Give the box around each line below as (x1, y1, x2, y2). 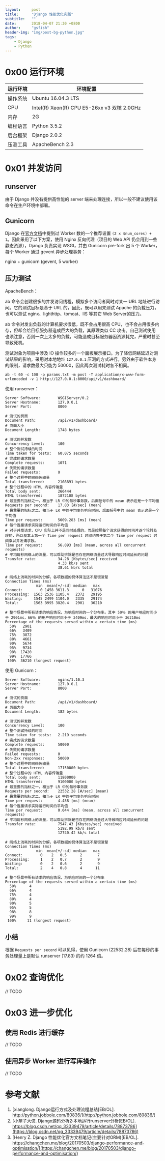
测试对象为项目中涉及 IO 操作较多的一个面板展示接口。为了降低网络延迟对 (5, 350, 154, 356)
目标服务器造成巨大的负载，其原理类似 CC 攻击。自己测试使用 (30, 327, 156, 333)
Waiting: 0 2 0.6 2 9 (5, 861, 100, 867)
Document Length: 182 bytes (5, 709, 78, 714)
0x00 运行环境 (5, 66, 64, 78)
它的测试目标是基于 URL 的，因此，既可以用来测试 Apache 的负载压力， (13, 305, 159, 311)
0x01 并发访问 (5, 163, 62, 174)
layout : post (5, 7, 41, 12)
